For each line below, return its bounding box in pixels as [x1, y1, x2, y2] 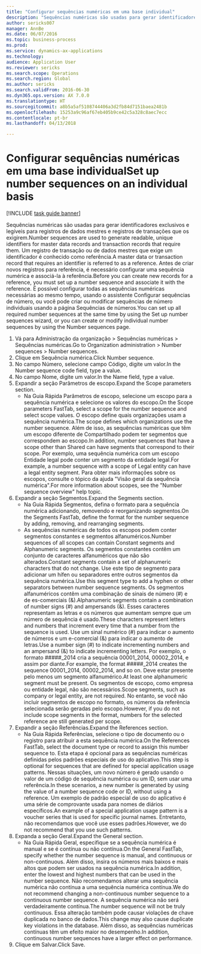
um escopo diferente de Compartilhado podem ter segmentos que [23, 430, 187, 438]
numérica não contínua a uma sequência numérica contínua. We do [23, 884, 189, 891]
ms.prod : [6, 43, 28, 49]
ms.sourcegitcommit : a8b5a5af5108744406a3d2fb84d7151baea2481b [6, 103, 167, 110]
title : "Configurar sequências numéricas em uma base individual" [6, 8, 175, 15]
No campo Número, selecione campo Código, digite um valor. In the [14, 361, 181, 368]
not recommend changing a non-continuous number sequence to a [23, 890, 190, 898]
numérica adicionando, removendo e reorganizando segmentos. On [23, 507, 189, 515]
